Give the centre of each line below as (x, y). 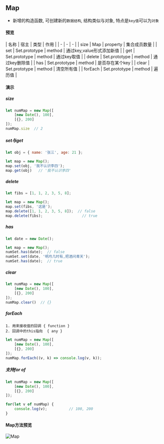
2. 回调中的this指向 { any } (34, 331)
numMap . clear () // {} (29, 302)
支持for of (16, 370)
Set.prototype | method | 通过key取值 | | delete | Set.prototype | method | (79, 57)
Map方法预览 (19, 425)
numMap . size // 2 (24, 129)
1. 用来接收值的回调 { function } (38, 326)
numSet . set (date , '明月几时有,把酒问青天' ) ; (48, 257)
